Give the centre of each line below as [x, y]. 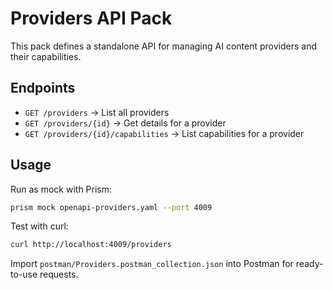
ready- [309, 264]
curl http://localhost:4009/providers [91, 245]
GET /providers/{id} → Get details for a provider [125, 123]
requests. [59, 274]
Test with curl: [39, 226]
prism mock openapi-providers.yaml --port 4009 [111, 207]
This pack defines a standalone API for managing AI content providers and [163, 46]
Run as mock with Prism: [61, 189]
